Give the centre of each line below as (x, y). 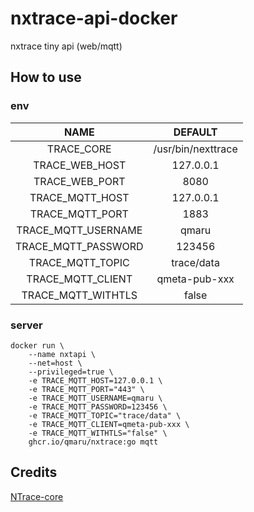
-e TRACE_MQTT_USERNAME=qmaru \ (95, 398)
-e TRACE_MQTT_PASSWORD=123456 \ (98, 407)
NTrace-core (37, 496)
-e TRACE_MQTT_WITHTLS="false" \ (98, 433)
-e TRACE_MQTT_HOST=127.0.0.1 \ (95, 380)
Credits (34, 472)
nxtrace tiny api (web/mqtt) (66, 46)
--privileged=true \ (71, 372)
